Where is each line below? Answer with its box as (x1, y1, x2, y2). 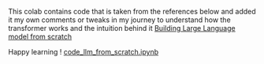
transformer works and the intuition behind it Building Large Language (8, 24, 236, 32)
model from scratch (8, 32, 73, 41)
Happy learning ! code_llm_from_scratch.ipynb (8, 47, 159, 56)
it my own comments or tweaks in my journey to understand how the (8, 15, 231, 24)
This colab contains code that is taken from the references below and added (8, 7, 256, 16)
